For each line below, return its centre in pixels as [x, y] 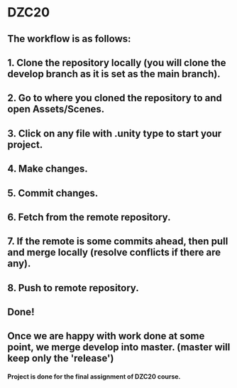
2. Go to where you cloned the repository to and [115, 98]
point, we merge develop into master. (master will [119, 347]
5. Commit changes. [53, 193]
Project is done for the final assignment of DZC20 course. [94, 377]
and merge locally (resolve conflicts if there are [114, 252]
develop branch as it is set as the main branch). [114, 74]
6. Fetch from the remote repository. [89, 217]
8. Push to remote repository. [73, 288]
